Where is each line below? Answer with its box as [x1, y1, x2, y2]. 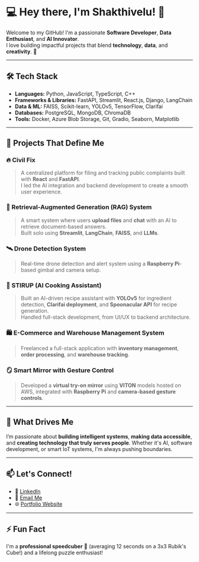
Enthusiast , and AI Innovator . [6, 35, 79, 42]
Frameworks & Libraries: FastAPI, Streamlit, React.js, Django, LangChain [14, 96, 193, 103]
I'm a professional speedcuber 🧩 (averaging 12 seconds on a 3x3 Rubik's [6, 543, 187, 550]
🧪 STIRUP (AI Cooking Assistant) [6, 281, 102, 289]
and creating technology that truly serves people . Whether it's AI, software [6, 439, 192, 446]
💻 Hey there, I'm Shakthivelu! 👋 [6, 5, 165, 19]
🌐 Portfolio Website [14, 500, 63, 507]
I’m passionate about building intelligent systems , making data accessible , [6, 433, 192, 440]
